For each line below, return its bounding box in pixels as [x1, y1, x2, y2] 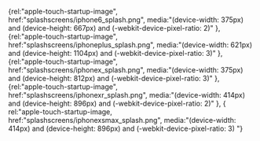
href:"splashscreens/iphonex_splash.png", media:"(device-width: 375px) [8, 65, 244, 74]
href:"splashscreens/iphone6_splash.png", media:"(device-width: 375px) [8, 15, 244, 24]
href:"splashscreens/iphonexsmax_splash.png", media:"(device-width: [8, 116, 236, 124]
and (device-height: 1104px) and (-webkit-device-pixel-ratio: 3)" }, [8, 49, 223, 58]
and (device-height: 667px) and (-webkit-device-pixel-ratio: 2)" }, [8, 24, 221, 32]
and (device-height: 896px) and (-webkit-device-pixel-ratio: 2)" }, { [8, 98, 226, 108]
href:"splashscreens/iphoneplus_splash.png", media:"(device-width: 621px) [8, 40, 253, 50]
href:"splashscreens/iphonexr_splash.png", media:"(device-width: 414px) [8, 91, 246, 99]
